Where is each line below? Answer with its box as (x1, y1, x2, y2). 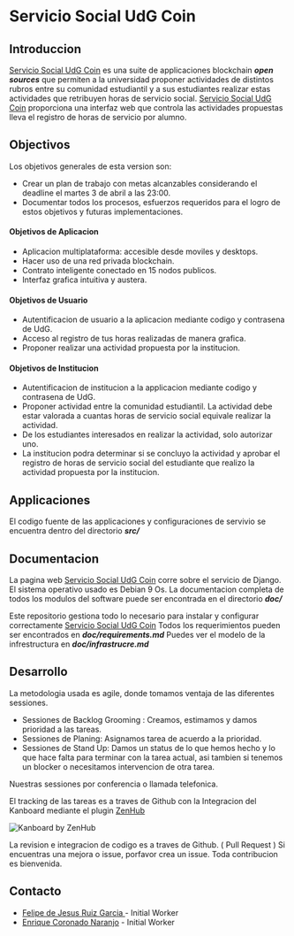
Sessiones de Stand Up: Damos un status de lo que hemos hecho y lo (21, 742, 276, 753)
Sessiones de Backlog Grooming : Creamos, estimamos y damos (21, 714, 258, 725)
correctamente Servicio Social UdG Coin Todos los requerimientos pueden (9, 620, 281, 631)
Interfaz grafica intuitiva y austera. (21, 274, 147, 285)
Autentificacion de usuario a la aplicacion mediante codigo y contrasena (21, 314, 285, 325)
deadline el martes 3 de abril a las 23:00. (21, 188, 171, 198)
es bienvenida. (9, 858, 63, 869)
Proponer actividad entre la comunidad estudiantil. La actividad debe (21, 401, 273, 412)
